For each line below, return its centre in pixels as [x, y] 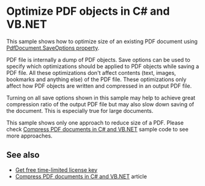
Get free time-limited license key [56, 169]
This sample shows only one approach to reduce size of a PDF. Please [95, 122]
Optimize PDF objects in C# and [88, 11]
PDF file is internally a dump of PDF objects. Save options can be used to [99, 60]
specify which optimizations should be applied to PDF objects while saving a [103, 66]
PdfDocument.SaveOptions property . [53, 48]
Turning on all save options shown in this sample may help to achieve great [101, 98]
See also [23, 155]
